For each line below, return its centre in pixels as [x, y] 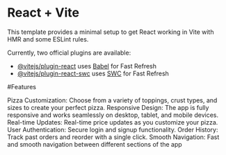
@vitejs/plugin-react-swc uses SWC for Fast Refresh [93, 73]
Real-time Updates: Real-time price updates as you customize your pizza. [113, 122]
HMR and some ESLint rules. [48, 39]
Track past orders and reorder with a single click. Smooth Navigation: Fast [113, 137]
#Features [22, 86]
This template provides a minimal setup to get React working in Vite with [111, 32]
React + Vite [43, 13]
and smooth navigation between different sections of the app [95, 144]
